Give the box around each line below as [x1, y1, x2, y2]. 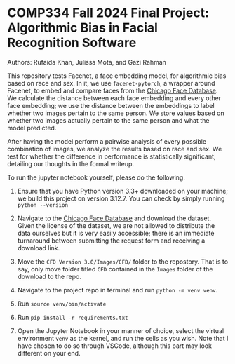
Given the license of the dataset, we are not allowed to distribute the [17, 221, 215, 229]
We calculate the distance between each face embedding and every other [7, 93, 222, 102]
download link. [17, 243, 60, 252]
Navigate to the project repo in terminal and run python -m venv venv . [17, 285, 218, 294]
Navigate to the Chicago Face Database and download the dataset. [17, 214, 212, 222]
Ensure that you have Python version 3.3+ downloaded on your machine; [17, 187, 229, 195]
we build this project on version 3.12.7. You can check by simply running [17, 194, 225, 203]
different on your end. [17, 349, 81, 357]
